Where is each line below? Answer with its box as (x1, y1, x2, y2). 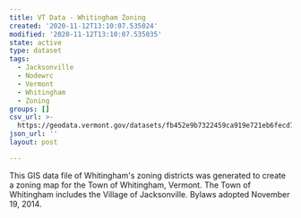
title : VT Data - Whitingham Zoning (9, 13, 146, 22)
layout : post (9, 138, 58, 147)
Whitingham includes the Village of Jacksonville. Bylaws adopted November (9, 189, 290, 199)
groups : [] (9, 105, 50, 113)
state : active (9, 38, 63, 47)
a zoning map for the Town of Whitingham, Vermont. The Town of (9, 180, 251, 190)
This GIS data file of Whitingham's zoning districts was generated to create (9, 170, 287, 180)
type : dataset (9, 46, 63, 55)
